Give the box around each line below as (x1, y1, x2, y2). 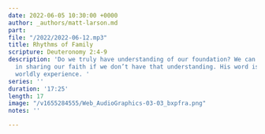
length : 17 (8, 92, 44, 100)
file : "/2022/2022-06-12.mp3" (8, 33, 108, 42)
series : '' (8, 77, 44, 85)
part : (8, 26, 26, 34)
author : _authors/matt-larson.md (8, 19, 118, 27)
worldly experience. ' (15, 70, 90, 78)
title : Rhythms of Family (8, 41, 93, 49)
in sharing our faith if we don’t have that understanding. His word (15, 63, 248, 71)
